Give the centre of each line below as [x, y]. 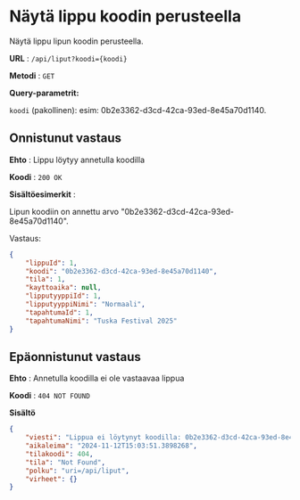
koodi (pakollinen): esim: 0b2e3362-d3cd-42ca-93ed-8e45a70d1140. [138, 110]
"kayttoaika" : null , [63, 288]
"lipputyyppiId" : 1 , [63, 296]
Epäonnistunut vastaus [75, 357]
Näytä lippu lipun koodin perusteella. [77, 41]
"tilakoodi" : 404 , [59, 454]
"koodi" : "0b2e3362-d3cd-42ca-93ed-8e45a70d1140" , [121, 271]
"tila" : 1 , [46, 279]
